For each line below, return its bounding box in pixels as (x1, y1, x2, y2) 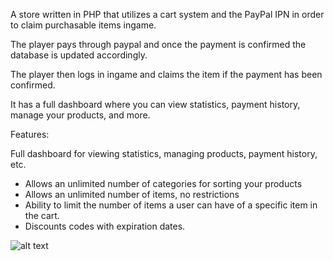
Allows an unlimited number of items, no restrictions (24, 189, 240, 200)
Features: (10, 129, 50, 140)
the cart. (24, 210, 60, 221)
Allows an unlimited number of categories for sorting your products (24, 178, 303, 189)
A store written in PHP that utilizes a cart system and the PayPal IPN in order (10, 9, 325, 20)
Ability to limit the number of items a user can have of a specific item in (24, 199, 318, 211)
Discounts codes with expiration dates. (24, 220, 186, 232)
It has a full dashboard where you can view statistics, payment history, (10, 99, 301, 110)
